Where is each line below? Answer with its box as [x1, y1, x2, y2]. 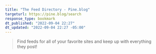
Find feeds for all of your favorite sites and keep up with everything [17, 38, 152, 44]
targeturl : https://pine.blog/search [5, 12, 82, 17]
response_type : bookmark [5, 16, 55, 21]
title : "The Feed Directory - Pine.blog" [5, 7, 90, 12]
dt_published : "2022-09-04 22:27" [5, 20, 75, 26]
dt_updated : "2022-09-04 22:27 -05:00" [5, 25, 86, 30]
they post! [17, 44, 37, 50]
